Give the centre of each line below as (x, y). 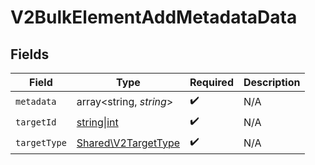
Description (272, 82)
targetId (36, 122)
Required (211, 82)
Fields (30, 54)
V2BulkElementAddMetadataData (154, 17)
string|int (97, 122)
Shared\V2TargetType (128, 143)
